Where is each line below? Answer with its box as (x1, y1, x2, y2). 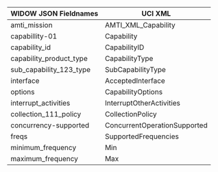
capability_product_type (10, 54, 88, 63)
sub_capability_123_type (10, 65, 91, 74)
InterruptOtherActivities (105, 99, 180, 108)
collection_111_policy (10, 110, 82, 119)
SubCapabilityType (105, 65, 167, 74)
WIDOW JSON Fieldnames (10, 9, 99, 18)
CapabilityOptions (105, 87, 163, 97)
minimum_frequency (10, 143, 77, 152)
